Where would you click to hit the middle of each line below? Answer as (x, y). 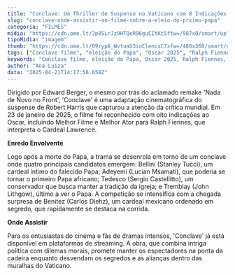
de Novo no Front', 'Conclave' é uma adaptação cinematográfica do (105, 99)
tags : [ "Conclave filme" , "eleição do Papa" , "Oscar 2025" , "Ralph (108, 53)
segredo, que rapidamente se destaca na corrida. (79, 209)
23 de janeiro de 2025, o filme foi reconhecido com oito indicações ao (108, 114)
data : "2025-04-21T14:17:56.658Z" (58, 72)
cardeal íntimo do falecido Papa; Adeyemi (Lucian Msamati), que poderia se (116, 171)
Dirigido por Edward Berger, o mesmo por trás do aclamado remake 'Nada (114, 92)
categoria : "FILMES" (37, 27)
